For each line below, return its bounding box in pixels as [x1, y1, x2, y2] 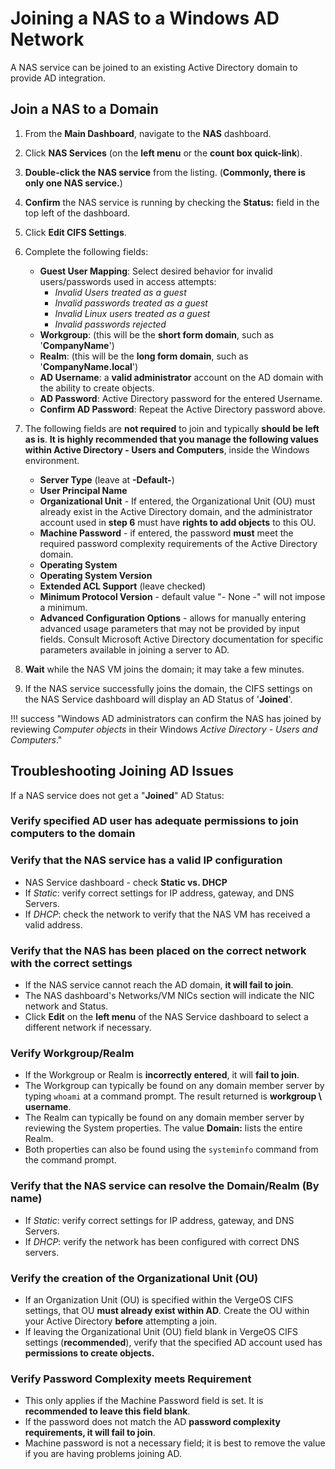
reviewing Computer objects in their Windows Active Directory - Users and [10, 723, 318, 735]
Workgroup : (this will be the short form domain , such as [39, 328, 275, 341]
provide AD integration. [10, 72, 107, 84]
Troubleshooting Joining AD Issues [10, 763, 235, 780]
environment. [24, 454, 80, 466]
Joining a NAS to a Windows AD [10, 7, 280, 30]
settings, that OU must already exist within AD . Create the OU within [24, 1304, 310, 1316]
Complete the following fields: [24, 245, 149, 257]
